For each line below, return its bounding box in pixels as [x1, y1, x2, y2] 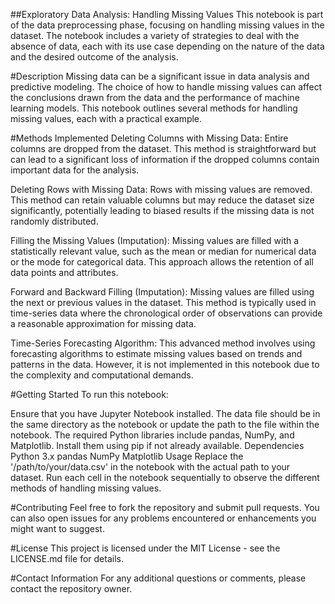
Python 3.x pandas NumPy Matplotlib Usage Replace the [10, 450, 244, 462]
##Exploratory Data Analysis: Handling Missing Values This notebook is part [10, 9, 324, 20]
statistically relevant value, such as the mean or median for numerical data [10, 245, 317, 257]
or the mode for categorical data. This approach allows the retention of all [10, 256, 314, 268]
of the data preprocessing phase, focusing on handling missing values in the [10, 19, 325, 31]
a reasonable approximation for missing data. [10, 318, 197, 329]
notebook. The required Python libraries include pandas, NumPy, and [10, 429, 295, 441]
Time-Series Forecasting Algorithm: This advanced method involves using [10, 337, 316, 349]
